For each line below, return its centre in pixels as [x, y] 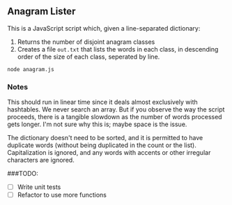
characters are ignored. [41, 160]
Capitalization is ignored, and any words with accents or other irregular [109, 153]
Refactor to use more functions [62, 195]
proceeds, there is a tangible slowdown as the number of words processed [115, 117]
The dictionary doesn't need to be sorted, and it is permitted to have [105, 138]
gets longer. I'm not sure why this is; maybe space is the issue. [97, 124]
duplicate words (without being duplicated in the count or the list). [102, 145]
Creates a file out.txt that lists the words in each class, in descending [118, 49]
